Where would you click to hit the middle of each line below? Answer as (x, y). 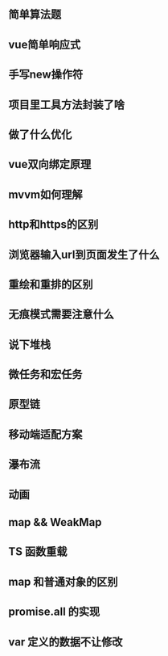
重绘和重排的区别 (51, 284)
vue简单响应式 (45, 44)
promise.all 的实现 (54, 612)
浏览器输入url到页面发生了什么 (84, 254)
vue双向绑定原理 (50, 164)
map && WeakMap (55, 522)
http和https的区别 (53, 225)
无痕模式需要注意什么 (61, 315)
